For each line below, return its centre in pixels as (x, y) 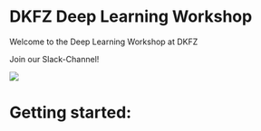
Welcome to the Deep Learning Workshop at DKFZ (104, 42)
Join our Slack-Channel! (54, 59)
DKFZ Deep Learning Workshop (131, 17)
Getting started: (71, 112)
